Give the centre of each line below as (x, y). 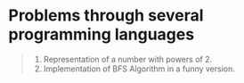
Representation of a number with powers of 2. (128, 59)
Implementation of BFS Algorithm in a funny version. (139, 69)
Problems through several (106, 16)
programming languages (102, 34)
